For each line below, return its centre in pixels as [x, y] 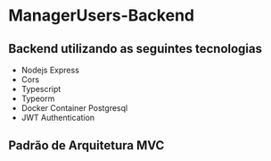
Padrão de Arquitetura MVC [86, 145]
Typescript [41, 89]
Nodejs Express [50, 70]
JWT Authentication [58, 118]
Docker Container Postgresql [74, 108]
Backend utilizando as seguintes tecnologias [135, 49]
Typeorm [38, 98]
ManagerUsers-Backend [102, 16]
